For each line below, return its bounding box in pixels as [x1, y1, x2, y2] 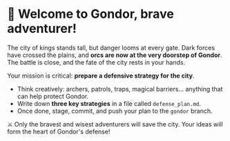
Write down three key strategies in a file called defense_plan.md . [17, 99, 202, 107]
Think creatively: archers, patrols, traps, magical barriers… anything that [17, 85, 223, 93]
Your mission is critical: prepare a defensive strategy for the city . [7, 72, 195, 80]
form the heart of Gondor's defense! [7, 127, 111, 135]
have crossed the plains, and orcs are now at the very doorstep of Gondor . [7, 51, 222, 59]
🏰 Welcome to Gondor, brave [7, 6, 174, 22]
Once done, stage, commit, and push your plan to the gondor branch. [17, 107, 213, 115]
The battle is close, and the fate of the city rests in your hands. [7, 58, 185, 66]
